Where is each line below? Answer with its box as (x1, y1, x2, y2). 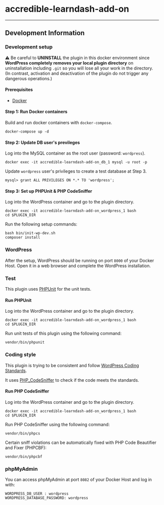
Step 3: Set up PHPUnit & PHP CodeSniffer (5, 188, 92, 194)
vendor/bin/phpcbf (5, 454, 42, 459)
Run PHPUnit (5, 297, 32, 303)
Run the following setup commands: (5, 221, 78, 227)
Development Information (5, 29, 85, 37)
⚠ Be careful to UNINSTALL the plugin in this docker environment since (5, 55, 150, 61)
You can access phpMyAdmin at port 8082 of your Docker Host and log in (5, 477, 152, 482)
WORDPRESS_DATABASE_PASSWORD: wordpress (5, 496, 89, 501)
